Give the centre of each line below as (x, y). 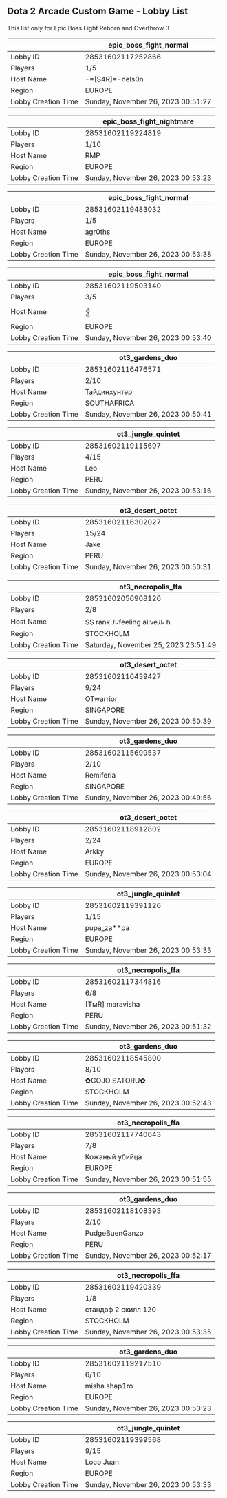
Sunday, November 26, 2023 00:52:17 (148, 1255)
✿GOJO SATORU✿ (116, 1081)
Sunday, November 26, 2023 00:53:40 (148, 337)
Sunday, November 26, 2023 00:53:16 (148, 491)
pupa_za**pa (107, 927)
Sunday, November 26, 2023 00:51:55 (148, 1179)
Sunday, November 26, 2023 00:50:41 (148, 414)
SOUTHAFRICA (110, 403)
